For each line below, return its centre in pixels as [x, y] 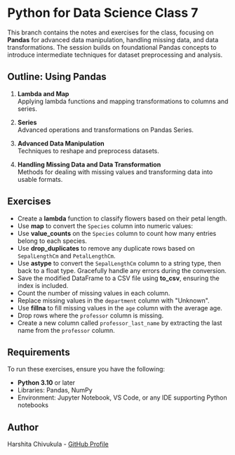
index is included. [43, 285]
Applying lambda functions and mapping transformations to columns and [123, 101]
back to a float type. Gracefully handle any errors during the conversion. [122, 270]
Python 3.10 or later [46, 383]
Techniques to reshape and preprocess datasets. [88, 151]
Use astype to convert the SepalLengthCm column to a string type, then [119, 263]
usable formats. [40, 179]
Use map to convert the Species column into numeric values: [105, 225]
